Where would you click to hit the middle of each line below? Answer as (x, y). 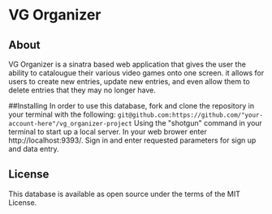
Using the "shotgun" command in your (198, 123)
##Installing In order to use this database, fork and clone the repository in (131, 106)
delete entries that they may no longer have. (82, 90)
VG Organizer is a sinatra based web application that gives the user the (127, 64)
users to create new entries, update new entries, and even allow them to (129, 81)
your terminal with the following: (62, 114)
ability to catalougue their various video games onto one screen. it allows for (136, 73)
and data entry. (34, 149)
